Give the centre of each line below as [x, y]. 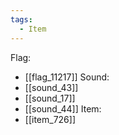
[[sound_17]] [50, 98]
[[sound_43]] [51, 87]
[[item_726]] [50, 119]
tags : [21, 19]
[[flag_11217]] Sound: [67, 77]
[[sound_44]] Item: [63, 108]
